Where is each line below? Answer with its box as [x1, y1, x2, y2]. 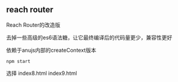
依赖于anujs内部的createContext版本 [6, 46, 97, 53]
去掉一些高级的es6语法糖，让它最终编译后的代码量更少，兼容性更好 [6, 34, 173, 41]
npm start [6, 58, 31, 64]
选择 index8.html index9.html [6, 70, 78, 77]
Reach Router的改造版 [6, 21, 61, 29]
